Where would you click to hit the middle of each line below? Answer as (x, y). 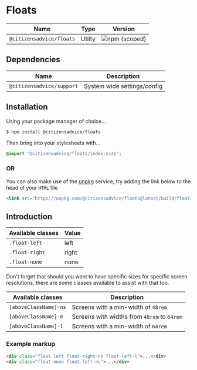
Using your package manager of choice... (56, 121)
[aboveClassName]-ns (38, 307)
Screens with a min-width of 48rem (120, 307)
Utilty (88, 39)
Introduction (29, 217)
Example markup (31, 344)
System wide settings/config (123, 86)
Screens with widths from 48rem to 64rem (127, 317)
